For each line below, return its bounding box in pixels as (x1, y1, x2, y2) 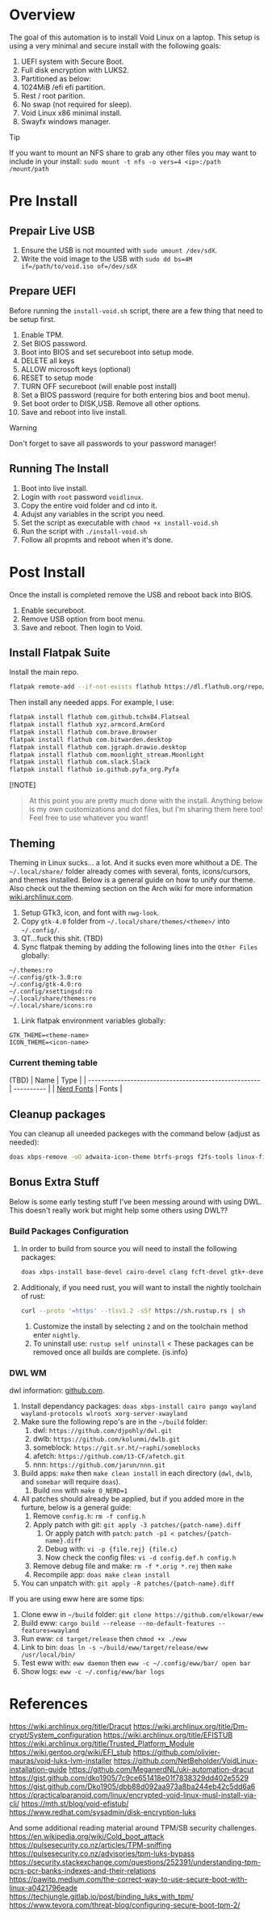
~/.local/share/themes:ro (9, 995, 96, 1003)
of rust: (20, 1291, 45, 1300)
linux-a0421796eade (9, 1883, 78, 1893)
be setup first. (9, 314, 56, 324)
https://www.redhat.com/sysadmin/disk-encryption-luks (9, 1807, 197, 1817)
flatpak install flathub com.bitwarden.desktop (9, 735, 173, 743)
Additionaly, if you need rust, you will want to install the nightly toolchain (20, 1282, 262, 1292)
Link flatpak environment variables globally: (20, 1016, 166, 1025)
